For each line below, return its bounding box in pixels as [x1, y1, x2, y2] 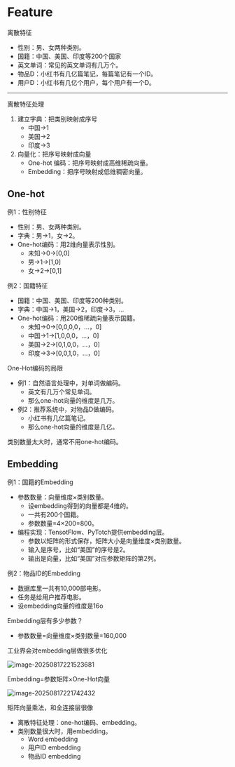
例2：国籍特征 [7, 281, 48, 290]
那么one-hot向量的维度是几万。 [27, 396, 119, 404]
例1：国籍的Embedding [7, 478, 73, 486]
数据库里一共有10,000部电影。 [17, 584, 105, 592]
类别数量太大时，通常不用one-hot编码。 [7, 437, 122, 446]
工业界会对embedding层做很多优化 [7, 646, 108, 655]
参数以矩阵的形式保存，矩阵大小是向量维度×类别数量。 [27, 536, 185, 545]
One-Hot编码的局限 [7, 364, 63, 372]
